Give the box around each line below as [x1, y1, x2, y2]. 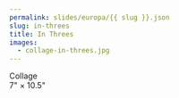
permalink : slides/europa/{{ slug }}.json [9, 12, 170, 22]
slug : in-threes [9, 21, 70, 30]
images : [9, 37, 38, 47]
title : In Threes [9, 29, 74, 38]
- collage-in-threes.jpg [17, 46, 110, 55]
